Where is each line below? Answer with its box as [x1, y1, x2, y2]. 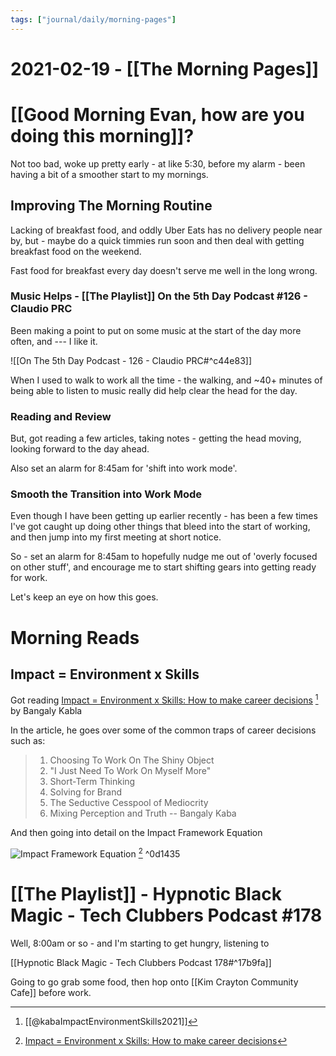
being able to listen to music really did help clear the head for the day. [10, 384, 298, 396]
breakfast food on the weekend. [10, 245, 142, 257]
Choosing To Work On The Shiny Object [49, 754, 215, 766]
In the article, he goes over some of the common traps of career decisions [10, 724, 317, 736]
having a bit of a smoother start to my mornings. [10, 168, 209, 180]
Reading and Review [10, 409, 112, 423]
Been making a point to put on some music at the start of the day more [10, 324, 302, 336]
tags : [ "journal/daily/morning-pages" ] [10, 14, 177, 25]
